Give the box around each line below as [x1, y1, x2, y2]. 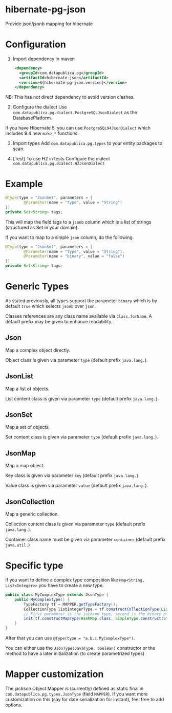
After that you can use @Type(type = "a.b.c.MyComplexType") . [5, 635, 135, 641]
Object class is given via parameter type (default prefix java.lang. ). [5, 357, 148, 363]
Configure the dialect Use [12, 104, 68, 110]
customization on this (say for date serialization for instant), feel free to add [5, 696, 164, 702]
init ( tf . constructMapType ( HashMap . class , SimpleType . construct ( [24, 616, 164, 621]
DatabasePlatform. [12, 115, 52, 121]
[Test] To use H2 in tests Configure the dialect [12, 156, 110, 162]
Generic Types [5, 281, 69, 292]
